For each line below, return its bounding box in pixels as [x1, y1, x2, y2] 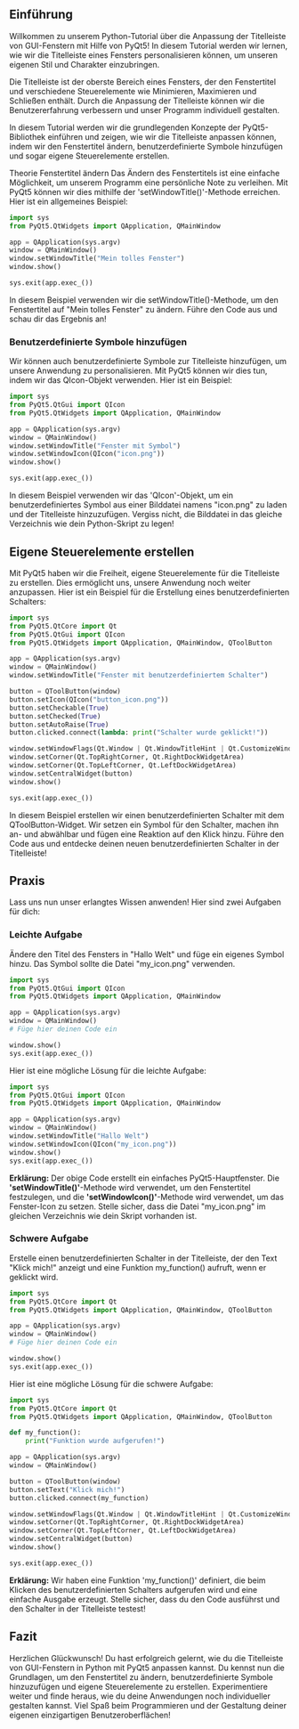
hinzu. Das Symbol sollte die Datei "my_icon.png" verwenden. [9, 958, 236, 969]
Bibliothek [9, 131, 46, 142]
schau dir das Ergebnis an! [9, 313, 107, 324]
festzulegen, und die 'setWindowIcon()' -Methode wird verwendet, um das [9, 1191, 285, 1202]
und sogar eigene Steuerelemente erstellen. [9, 150, 170, 161]
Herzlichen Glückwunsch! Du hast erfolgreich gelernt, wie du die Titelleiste [9, 1652, 284, 1663]
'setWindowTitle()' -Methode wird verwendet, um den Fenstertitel [9, 1181, 251, 1192]
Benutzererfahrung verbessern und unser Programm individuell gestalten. [9, 104, 280, 115]
